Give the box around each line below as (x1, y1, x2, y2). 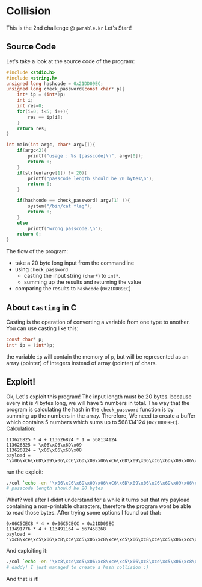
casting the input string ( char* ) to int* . (23, 272, 120, 280)
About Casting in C (6, 303, 77, 313)
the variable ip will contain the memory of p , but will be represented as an (6, 353, 189, 360)
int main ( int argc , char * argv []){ (6, 142, 96, 148)
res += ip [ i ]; (28, 114, 63, 120)
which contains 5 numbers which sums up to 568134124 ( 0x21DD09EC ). (6, 418, 179, 425)
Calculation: (6, 425, 36, 432)
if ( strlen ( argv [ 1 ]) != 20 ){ (17, 170, 87, 176)
